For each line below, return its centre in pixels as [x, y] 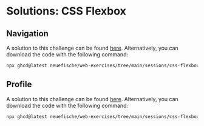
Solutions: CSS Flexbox [66, 11]
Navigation [27, 34]
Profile [19, 85]
